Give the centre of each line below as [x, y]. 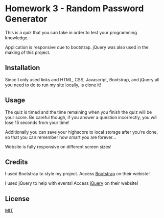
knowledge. [17, 38]
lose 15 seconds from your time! [37, 122]
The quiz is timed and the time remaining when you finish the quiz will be [79, 112]
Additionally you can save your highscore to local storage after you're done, [82, 132]
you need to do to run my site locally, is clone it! [53, 85]
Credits [17, 162]
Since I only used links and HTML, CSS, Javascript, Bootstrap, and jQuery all [82, 79]
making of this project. [28, 52]
